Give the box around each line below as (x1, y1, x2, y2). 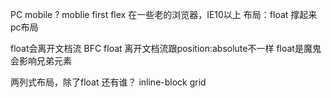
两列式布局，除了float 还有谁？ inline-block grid (10, 76, 207, 88)
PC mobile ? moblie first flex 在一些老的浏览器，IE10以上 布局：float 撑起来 (10, 9, 318, 20)
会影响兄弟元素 (10, 55, 72, 67)
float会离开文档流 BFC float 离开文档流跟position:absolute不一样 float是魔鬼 (10, 43, 322, 54)
